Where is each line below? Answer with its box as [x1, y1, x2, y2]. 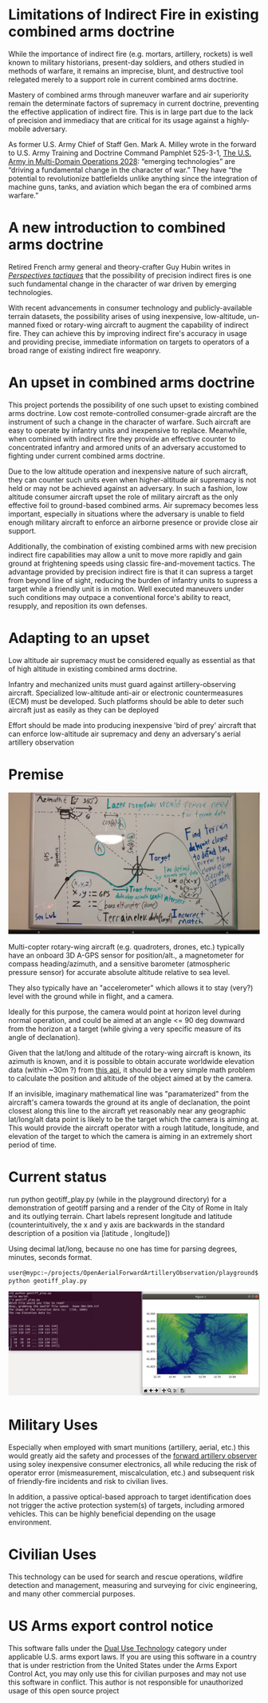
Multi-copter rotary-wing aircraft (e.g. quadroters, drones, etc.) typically [8, 942, 245, 952]
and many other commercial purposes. [8, 1589, 136, 1598]
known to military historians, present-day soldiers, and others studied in [8, 58, 245, 67]
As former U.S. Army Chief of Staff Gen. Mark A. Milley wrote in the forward [8, 139, 257, 149]
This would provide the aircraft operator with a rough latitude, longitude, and [8, 1123, 259, 1133]
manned [8, 320, 36, 330]
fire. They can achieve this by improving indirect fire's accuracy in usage [8, 328, 247, 338]
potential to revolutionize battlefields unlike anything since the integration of [8, 174, 258, 183]
